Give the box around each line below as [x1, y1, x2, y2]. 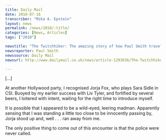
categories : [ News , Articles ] [5, 30, 68, 35]
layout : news [5, 21, 32, 26]
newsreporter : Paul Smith [5, 48, 58, 53]
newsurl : [5, 57, 23, 62]
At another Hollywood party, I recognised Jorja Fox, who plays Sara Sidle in [5, 85, 159, 91]
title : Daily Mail [5, 7, 43, 12]
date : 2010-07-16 [5, 12, 41, 17]
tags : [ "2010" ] [5, 35, 37, 40]
